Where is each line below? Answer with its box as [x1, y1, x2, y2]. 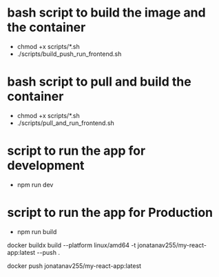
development [7, 157, 85, 173]
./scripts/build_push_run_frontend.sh [17, 50, 122, 58]
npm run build [17, 227, 57, 236]
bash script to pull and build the [7, 74, 191, 90]
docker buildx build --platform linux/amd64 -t [7, 240, 136, 249]
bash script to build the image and [7, 5, 206, 21]
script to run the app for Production [7, 205, 213, 220]
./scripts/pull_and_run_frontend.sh [17, 119, 115, 127]
